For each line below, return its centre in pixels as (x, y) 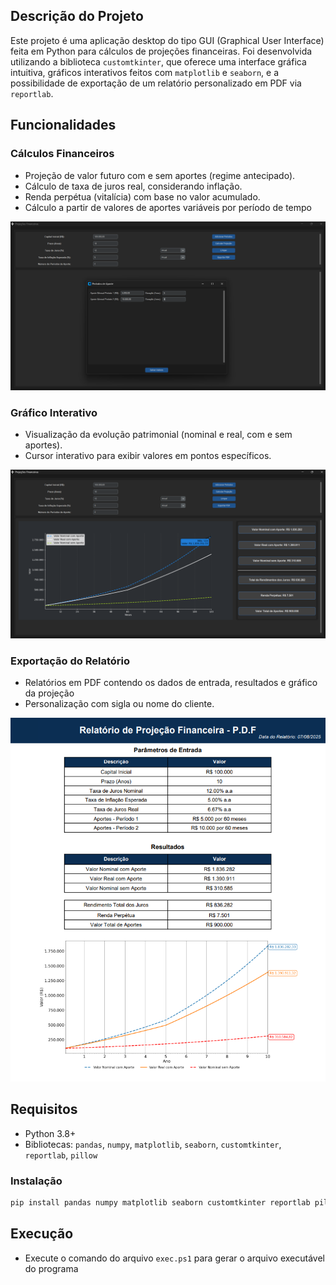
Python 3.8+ (50, 1133)
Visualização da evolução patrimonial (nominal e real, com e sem (158, 434)
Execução (42, 1234)
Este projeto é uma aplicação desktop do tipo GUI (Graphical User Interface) (167, 40)
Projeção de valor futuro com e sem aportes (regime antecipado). (160, 175)
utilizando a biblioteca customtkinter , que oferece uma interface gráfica (158, 61)
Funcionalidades (63, 125)
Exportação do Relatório (70, 661)
